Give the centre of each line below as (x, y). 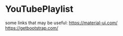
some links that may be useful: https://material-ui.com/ (61, 23)
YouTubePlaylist (39, 9)
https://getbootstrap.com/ (32, 28)
